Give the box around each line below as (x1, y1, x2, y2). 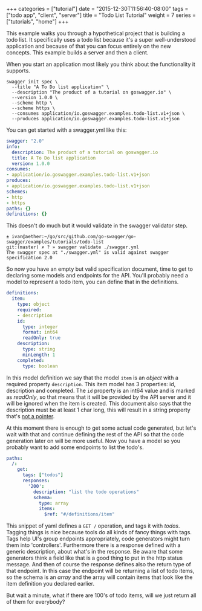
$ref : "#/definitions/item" (44, 511, 115, 517)
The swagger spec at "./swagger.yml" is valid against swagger (6, 250, 169, 256)
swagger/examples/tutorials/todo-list (6, 239, 104, 245)
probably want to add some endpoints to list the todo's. (6, 444, 144, 451)
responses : (22, 477, 50, 483)
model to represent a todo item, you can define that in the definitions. (6, 278, 179, 286)
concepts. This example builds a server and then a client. (6, 49, 149, 56)
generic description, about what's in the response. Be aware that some (6, 548, 183, 555)
